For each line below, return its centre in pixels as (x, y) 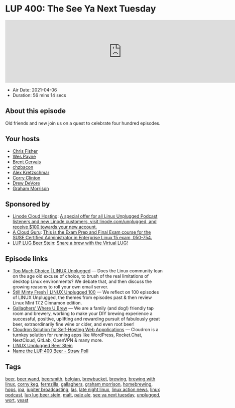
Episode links (27, 259)
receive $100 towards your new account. (54, 227)
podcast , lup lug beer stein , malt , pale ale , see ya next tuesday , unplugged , (83, 395)
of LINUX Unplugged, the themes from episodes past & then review (82, 297)
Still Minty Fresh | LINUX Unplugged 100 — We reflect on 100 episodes (86, 292)
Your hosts (23, 139)
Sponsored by (28, 204)
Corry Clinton (26, 178)
